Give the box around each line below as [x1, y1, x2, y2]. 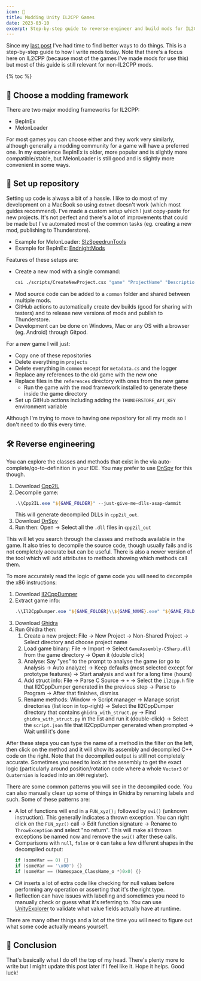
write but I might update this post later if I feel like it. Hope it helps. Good [6, 962, 185, 970]
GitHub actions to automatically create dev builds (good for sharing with [14, 303, 193, 310]
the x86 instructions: [6, 579, 57, 586]
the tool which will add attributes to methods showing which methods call [6, 555, 187, 562]
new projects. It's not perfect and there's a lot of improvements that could [6, 214, 188, 221]
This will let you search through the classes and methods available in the [6, 536, 185, 543]
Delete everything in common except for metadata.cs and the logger [14, 364, 178, 372]
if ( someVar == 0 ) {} [14, 857, 69, 863]
